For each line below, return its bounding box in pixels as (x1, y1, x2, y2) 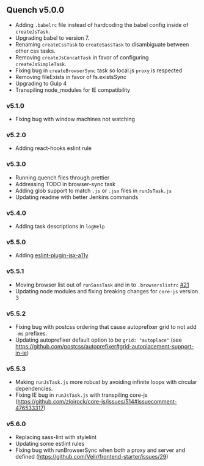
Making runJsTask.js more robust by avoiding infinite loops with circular (15, 378, 197, 386)
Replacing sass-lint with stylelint (15, 434, 97, 441)
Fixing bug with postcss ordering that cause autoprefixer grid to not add (15, 323, 197, 330)
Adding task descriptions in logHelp (15, 223, 105, 230)
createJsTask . (15, 28, 50, 35)
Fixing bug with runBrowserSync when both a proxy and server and (15, 446, 185, 454)
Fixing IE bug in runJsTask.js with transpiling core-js (15, 391, 148, 399)
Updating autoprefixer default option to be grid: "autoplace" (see (15, 336, 182, 344)
